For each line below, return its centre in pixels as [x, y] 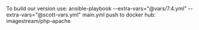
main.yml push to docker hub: [119, 15]
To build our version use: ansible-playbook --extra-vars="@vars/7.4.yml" [97, 9]
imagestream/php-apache [38, 21]
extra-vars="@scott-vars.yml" [44, 15]
